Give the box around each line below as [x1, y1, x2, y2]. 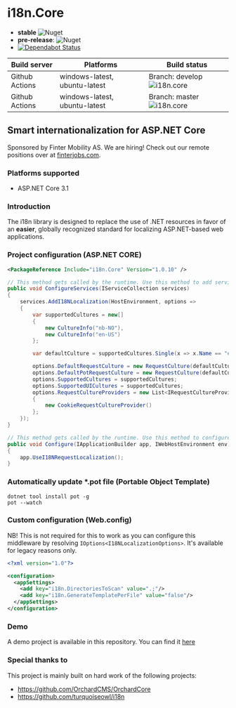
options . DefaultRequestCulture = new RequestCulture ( [32, 363, 193, 370]
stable [17, 28, 37, 37]
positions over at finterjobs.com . [7, 150, 101, 159]
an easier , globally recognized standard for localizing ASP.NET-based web [7, 225, 224, 233]
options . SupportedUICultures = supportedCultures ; [32, 382, 184, 389]
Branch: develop [148, 72, 203, 81]
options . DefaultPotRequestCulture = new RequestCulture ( [32, 369, 202, 376]
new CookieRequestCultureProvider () [44, 402, 152, 409]
